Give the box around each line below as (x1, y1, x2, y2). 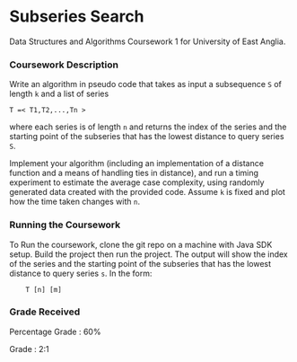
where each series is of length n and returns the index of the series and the (9, 121, 287, 132)
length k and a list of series (9, 88, 109, 100)
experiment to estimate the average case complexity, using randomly (9, 177, 265, 188)
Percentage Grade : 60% (9, 326, 101, 337)
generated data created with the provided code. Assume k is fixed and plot (9, 187, 285, 198)
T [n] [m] (25, 285, 63, 294)
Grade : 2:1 (9, 343, 49, 354)
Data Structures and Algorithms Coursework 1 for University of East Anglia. (9, 36, 286, 47)
